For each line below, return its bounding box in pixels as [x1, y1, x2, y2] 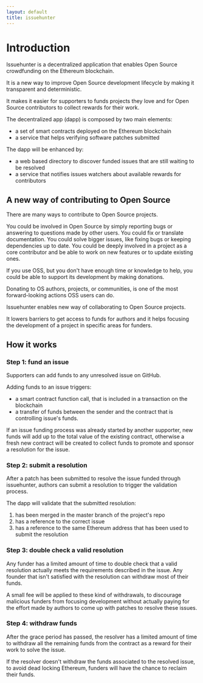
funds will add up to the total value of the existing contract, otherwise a [6, 433, 185, 440]
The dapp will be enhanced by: [6, 146, 84, 153]
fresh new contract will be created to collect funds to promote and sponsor [6, 439, 194, 447]
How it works [6, 339, 57, 350]
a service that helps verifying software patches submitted [15, 134, 160, 141]
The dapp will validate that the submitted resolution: [6, 500, 137, 507]
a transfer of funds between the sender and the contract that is [15, 408, 173, 415]
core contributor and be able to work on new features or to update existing [6, 249, 193, 256]
